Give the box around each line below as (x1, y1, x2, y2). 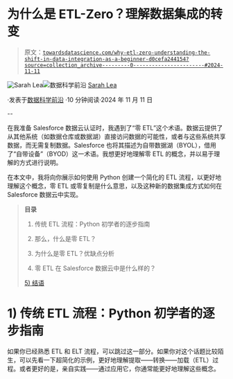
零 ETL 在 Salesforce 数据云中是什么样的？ (34, 264, 156, 272)
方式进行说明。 (19, 158, 62, 166)
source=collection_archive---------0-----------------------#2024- (24, 62, 223, 69)
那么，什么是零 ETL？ (34, 234, 96, 243)
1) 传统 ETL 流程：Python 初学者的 (7, 306, 203, 321)
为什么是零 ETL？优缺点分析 (34, 249, 114, 257)
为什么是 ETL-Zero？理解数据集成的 (7, 6, 211, 22)
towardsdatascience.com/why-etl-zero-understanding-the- (42, 49, 211, 56)
